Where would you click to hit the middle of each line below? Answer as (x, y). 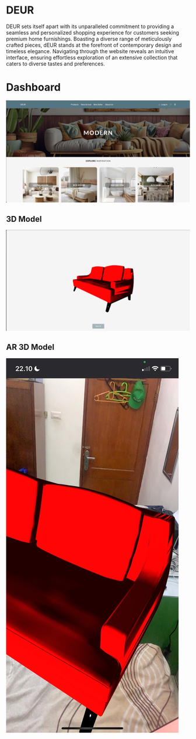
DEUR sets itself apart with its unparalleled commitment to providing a (90, 26)
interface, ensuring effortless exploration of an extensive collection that (92, 57)
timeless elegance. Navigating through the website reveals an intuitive (90, 51)
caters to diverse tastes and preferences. (55, 63)
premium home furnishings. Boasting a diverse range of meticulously (89, 39)
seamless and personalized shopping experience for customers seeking (93, 32)
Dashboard (34, 87)
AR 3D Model (30, 347)
